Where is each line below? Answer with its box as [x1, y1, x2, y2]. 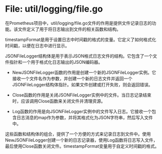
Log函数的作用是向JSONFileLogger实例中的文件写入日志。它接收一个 [12, 108, 152, 114]
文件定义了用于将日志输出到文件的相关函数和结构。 [18, 26, 121, 32]
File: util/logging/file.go [5, 3, 103, 15]
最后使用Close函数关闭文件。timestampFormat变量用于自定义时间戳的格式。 [5, 143, 159, 149]
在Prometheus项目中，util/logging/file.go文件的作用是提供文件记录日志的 [5, 20, 152, 26]
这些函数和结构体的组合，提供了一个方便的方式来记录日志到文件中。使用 [5, 131, 151, 137]
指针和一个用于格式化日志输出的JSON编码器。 [9, 59, 103, 65]
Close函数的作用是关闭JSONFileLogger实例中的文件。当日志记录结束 [12, 92, 152, 98]
